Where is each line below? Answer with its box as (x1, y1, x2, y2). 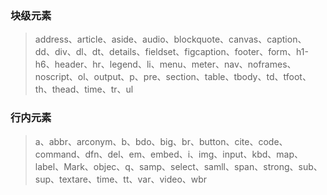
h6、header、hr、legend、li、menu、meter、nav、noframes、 (34, 58, 297, 71)
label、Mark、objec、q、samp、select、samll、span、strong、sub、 (34, 160, 323, 172)
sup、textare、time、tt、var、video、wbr (34, 173, 208, 185)
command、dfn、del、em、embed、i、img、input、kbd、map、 (34, 148, 303, 160)
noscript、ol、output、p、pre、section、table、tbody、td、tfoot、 (34, 71, 312, 83)
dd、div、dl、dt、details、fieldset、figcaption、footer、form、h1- (34, 46, 309, 58)
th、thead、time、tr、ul (34, 83, 134, 96)
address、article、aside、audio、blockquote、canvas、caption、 (34, 33, 307, 46)
